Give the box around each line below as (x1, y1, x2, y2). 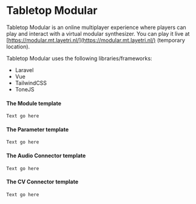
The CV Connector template (6, 178, 79, 185)
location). (6, 43, 30, 50)
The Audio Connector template (6, 152, 86, 159)
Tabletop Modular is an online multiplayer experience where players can (6, 24, 186, 31)
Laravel (15, 66, 34, 73)
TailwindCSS (15, 79, 47, 87)
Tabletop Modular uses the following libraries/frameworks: (6, 54, 153, 62)
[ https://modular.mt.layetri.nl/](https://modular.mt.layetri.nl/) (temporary (6, 36, 185, 44)
